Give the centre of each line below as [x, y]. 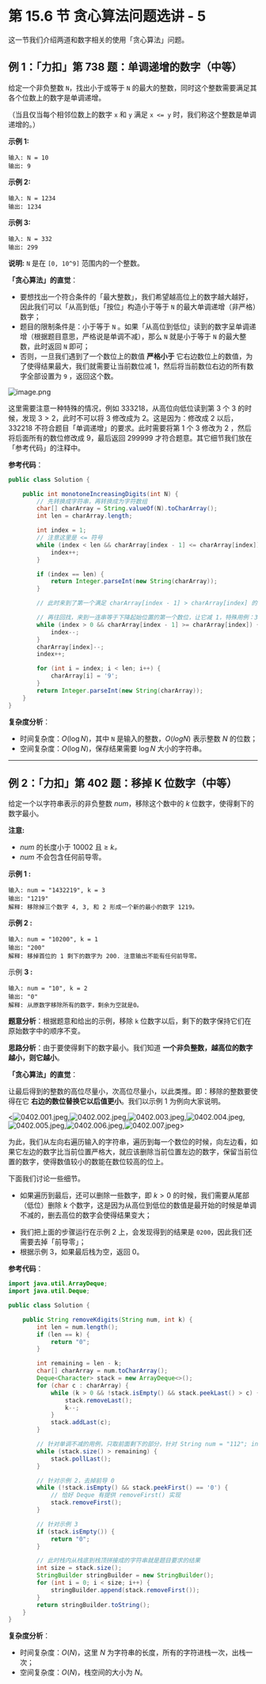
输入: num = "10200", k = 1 [53, 940]
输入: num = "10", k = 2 [48, 989]
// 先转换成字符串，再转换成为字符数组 [92, 501]
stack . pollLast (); [81, 1459]
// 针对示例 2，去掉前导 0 [76, 1480]
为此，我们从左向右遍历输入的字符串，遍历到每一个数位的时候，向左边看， [129, 1142]
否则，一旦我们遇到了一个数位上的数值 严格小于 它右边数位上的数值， [133, 356]
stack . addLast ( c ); [81, 1422]
